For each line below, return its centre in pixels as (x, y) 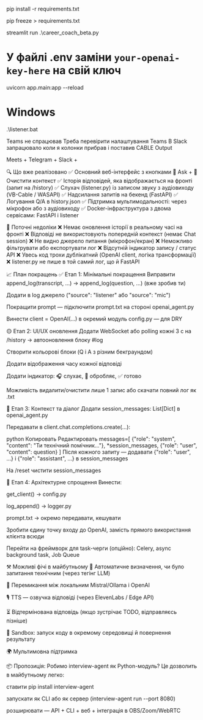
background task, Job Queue (43, 554)
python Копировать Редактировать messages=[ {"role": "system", (91, 439)
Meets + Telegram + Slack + (42, 160)
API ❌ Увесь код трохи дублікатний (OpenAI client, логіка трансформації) (102, 255)
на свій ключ (87, 71)
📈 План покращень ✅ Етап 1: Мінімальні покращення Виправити (91, 274)
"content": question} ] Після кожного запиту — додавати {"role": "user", (99, 452)
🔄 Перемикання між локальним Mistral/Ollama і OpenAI (78, 585)
